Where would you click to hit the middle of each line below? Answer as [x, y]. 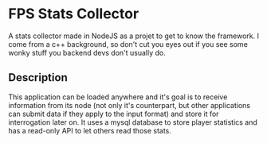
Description [38, 77]
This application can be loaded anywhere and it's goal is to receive [118, 97]
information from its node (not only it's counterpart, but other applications [130, 105]
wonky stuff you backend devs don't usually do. [87, 52]
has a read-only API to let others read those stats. [90, 130]
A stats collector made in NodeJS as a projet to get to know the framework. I [133, 36]
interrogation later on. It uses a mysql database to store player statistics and [133, 122]
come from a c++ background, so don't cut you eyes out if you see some [128, 44]
